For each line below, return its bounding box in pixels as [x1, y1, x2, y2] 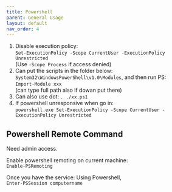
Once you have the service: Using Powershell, [6, 174, 122, 181]
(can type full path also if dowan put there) [15, 86, 123, 94]
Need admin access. [6, 145, 58, 153]
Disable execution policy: [15, 43, 78, 50]
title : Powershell [6, 9, 53, 15]
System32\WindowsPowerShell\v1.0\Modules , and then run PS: [15, 74, 167, 81]
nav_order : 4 [6, 26, 40, 32]
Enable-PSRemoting [6, 163, 53, 170]
